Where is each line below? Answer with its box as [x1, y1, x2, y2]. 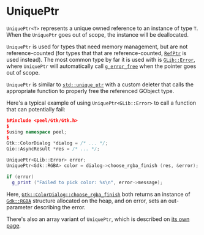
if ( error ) [6, 173, 34, 180]
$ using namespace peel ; [6, 129, 67, 135]
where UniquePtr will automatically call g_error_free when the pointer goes [6, 62, 197, 70]
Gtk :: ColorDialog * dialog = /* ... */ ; [6, 140, 108, 146]
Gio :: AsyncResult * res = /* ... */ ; [6, 146, 100, 152]
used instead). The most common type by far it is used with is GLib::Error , [6, 56, 195, 63]
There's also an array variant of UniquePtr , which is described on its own [6, 215, 190, 223]
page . [6, 222, 21, 229]
